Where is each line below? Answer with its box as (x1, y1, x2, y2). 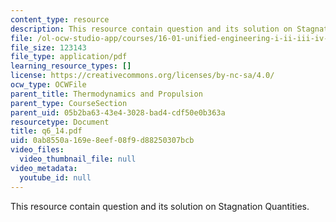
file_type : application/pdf (10, 52, 128, 62)
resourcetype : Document (10, 117, 110, 127)
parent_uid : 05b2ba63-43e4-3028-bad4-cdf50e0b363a (10, 107, 226, 118)
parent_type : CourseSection (10, 98, 128, 108)
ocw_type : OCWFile (10, 80, 87, 90)
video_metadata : (10, 163, 78, 173)
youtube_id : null (19, 172, 92, 183)
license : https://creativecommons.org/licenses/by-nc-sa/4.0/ (10, 71, 275, 81)
